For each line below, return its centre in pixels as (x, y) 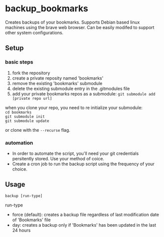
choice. (20, 169)
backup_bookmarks (47, 9)
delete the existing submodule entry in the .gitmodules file (71, 89)
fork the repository (31, 73)
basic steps (19, 62)
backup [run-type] (24, 196)
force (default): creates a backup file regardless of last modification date (86, 214)
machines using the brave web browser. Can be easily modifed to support (80, 27)
